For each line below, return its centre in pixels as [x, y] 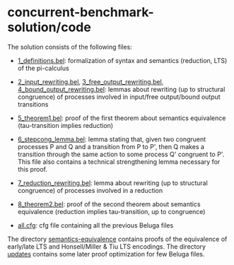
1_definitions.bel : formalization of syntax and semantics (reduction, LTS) [122, 60]
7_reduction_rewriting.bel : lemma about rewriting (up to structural [113, 183]
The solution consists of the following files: [70, 47]
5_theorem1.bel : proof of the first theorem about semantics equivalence [122, 118]
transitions [33, 104]
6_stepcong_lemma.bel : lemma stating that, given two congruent [112, 139]
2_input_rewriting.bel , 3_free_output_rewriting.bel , [90, 81]
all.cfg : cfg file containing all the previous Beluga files [95, 225]
